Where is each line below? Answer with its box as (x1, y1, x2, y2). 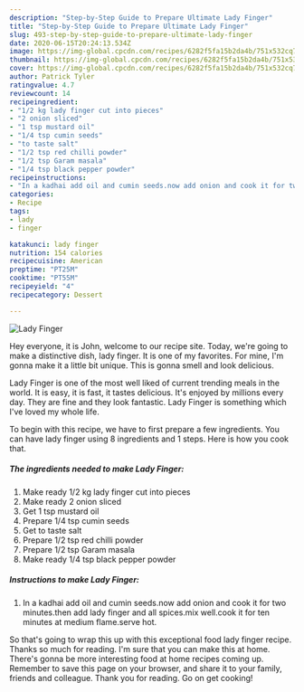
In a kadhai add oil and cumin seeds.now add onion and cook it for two (22, 597, 287, 608)
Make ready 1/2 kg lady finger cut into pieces (22, 486, 191, 498)
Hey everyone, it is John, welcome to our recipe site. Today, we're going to (9, 340, 289, 351)
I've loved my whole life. (9, 406, 100, 417)
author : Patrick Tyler (9, 72, 95, 81)
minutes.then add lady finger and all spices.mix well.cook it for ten (22, 607, 270, 618)
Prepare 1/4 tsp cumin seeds (22, 515, 129, 526)
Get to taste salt (22, 525, 82, 536)
